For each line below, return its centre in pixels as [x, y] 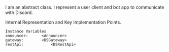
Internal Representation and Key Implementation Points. [63, 22]
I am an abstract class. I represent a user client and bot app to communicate [85, 7]
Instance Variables [26, 31]
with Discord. [19, 12]
